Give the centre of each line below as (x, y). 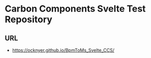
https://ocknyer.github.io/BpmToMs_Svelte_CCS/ (63, 50)
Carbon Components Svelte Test (75, 9)
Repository (29, 19)
